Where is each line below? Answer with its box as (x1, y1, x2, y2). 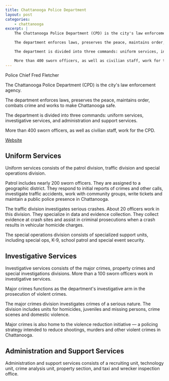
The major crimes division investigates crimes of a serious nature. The (5, 301, 151, 307)
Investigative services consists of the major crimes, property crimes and (5, 265, 155, 271)
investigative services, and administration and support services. (5, 117, 138, 124)
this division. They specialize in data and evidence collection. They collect (5, 211, 159, 217)
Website (5, 137, 23, 143)
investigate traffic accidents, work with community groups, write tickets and (5, 191, 162, 197)
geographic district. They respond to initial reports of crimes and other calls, (5, 185, 163, 192)
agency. (5, 87, 22, 93)
